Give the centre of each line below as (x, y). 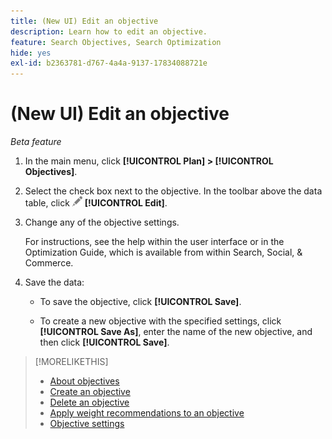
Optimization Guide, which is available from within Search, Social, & (163, 252)
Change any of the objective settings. (102, 222)
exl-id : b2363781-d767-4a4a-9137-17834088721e (109, 63)
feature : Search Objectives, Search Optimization (116, 42)
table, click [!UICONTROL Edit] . (96, 203)
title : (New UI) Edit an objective (84, 21)
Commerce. (49, 263)
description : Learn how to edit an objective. (109, 31)
